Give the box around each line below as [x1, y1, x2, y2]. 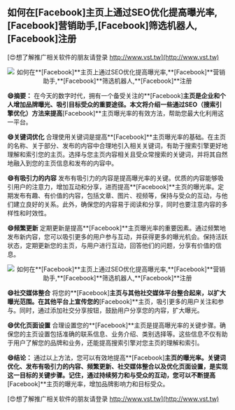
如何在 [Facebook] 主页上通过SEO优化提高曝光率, [7, 6, 218, 19]
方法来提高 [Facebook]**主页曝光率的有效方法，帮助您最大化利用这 [31, 109, 225, 117]
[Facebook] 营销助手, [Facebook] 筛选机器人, [7, 20, 198, 32]
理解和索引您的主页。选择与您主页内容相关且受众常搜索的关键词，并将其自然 [7, 150, 228, 158]
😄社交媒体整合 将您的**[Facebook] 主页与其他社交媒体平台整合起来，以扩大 [7, 288, 226, 296]
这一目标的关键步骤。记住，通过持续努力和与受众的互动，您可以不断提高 [7, 371, 215, 379]
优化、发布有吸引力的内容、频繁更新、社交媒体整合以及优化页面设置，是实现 [7, 362, 228, 370]
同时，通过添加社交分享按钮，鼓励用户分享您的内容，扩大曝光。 [19, 306, 204, 314]
